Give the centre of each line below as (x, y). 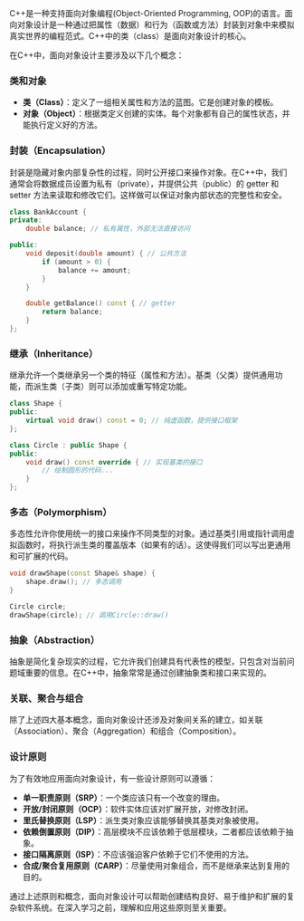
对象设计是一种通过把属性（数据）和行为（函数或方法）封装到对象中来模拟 (156, 24)
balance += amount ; (94, 270)
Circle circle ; (38, 606)
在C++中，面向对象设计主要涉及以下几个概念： (97, 55)
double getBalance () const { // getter (101, 303)
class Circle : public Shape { (68, 445)
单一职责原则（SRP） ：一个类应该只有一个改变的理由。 (123, 797)
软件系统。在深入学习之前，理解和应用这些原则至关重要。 (124, 907)
